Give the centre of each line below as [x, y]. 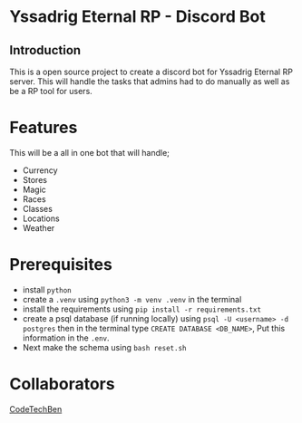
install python [47, 289]
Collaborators [62, 385]
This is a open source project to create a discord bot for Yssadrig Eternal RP [151, 72]
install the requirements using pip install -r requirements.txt [141, 309]
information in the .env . [66, 338]
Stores [35, 179]
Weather [39, 227]
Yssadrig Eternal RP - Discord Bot [137, 17]
